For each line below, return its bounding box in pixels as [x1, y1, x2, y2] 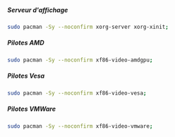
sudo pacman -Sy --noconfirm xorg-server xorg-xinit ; [7, 23, 169, 30]
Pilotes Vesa [7, 71, 45, 81]
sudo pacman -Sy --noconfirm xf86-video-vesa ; [7, 89, 147, 97]
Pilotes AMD [7, 39, 44, 47]
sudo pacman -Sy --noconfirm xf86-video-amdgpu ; [7, 56, 153, 64]
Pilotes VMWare [7, 105, 56, 113]
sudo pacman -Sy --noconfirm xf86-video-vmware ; [7, 122, 153, 130]
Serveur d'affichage [7, 6, 68, 14]
